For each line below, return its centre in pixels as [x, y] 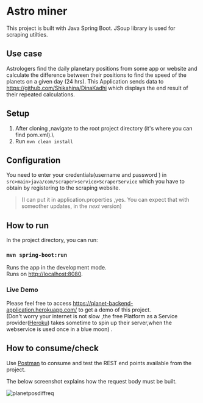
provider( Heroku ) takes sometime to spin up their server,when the [89, 323]
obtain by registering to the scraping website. [63, 188]
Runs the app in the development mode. [56, 268]
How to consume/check [52, 348]
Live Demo [22, 290]
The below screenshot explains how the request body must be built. [91, 381]
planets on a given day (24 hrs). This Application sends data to [85, 81]
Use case [24, 54]
